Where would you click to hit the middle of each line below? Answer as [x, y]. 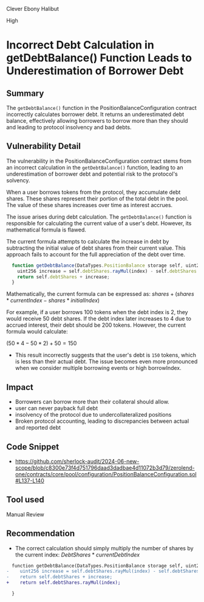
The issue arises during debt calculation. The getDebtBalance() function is [99, 217]
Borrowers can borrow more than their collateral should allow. [92, 402]
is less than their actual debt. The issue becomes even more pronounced [106, 361]
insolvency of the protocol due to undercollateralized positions [93, 415]
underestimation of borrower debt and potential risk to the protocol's [92, 174]
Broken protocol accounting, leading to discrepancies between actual [102, 421]
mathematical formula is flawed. [46, 230]
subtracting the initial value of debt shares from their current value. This [96, 248]
